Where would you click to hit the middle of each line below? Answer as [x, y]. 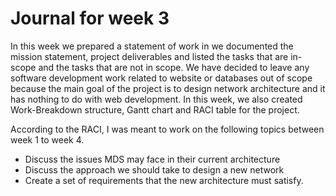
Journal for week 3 [90, 18]
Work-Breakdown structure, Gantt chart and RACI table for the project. [155, 109]
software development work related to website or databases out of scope [161, 78]
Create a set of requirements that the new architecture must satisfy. [164, 180]
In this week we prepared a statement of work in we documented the [152, 46]
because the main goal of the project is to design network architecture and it [168, 88]
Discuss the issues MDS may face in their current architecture [152, 159]
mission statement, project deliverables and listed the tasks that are [149, 56]
